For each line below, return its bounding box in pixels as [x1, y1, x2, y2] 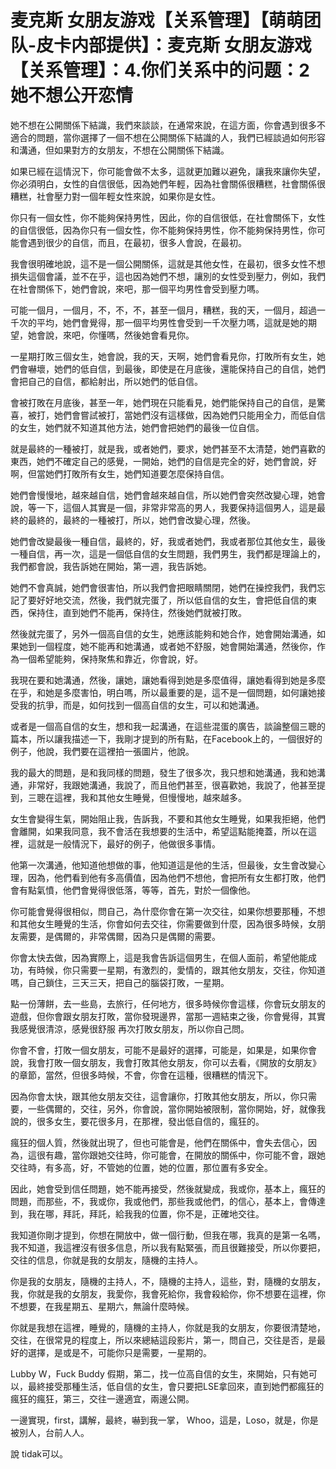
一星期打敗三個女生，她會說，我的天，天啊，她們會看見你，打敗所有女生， [10, 350, 317, 362]
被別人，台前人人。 [10, 1426, 90, 1438]
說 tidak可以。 [10, 1447, 69, 1460]
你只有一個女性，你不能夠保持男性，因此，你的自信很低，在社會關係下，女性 [10, 211, 326, 223]
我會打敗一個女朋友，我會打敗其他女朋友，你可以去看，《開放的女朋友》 [27, 1056, 322, 1068]
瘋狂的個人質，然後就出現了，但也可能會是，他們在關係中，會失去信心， [10, 1136, 308, 1148]
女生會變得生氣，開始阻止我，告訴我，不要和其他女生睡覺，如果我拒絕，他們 [10, 812, 326, 825]
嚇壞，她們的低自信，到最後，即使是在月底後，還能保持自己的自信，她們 [27, 362, 326, 375]
